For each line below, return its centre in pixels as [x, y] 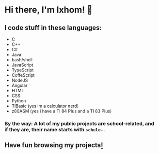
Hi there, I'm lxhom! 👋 [49, 10]
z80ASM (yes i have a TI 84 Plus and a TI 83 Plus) [62, 111]
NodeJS [20, 80]
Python [19, 101]
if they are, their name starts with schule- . [55, 129]
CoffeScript [23, 75]
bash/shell [22, 60]
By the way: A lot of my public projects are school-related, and [79, 124]
